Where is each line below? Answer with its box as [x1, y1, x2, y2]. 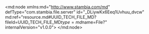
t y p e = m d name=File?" [61, 19, 107, 25]
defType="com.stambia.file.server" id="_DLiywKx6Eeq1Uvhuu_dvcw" [5, 9, 145, 15]
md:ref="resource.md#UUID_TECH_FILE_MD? [5, 14, 97, 20]
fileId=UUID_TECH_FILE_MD [5, 19, 62, 25]
